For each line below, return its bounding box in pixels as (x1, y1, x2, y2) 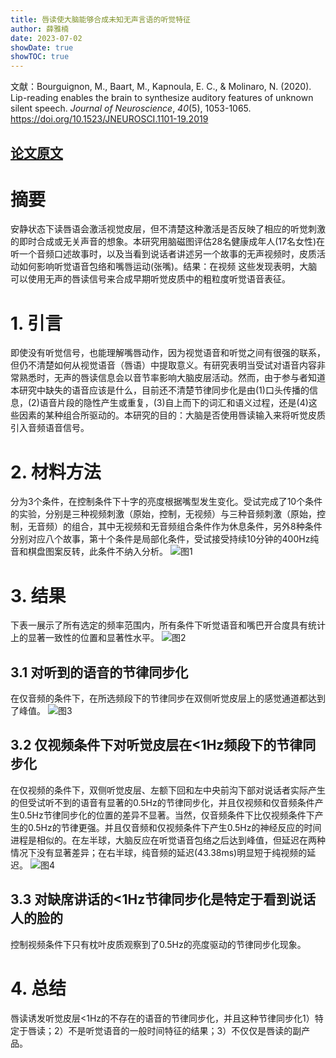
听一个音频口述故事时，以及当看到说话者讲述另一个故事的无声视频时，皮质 (10, 248, 317, 260)
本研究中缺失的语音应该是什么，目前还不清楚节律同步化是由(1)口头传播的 (10, 384, 310, 396)
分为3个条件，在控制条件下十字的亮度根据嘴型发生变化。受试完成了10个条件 (10, 496, 323, 508)
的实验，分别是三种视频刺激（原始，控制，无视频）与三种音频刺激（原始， (10, 508, 317, 520)
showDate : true (10, 42, 74, 53)
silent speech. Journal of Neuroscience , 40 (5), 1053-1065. (10, 102, 252, 115)
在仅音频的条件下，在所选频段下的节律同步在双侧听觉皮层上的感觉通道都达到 (10, 692, 326, 705)
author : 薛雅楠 (10, 24, 69, 34)
